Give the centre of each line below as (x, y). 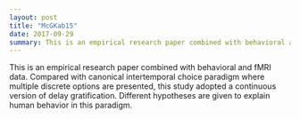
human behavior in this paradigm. (71, 105)
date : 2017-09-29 (42, 34)
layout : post (33, 17)
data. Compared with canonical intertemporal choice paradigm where (137, 77)
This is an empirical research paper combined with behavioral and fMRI (141, 67)
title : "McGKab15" (43, 26)
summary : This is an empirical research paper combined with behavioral (147, 42)
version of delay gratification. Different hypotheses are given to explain (140, 96)
